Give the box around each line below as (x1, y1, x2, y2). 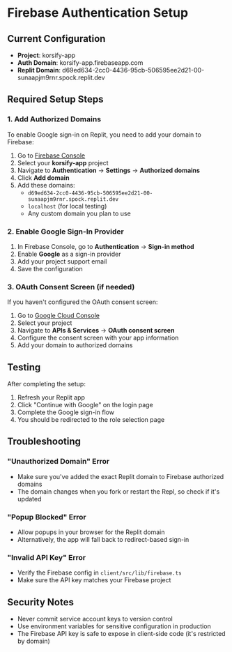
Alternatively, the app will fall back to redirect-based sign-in (17, 536, 190, 544)
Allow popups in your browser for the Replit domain (17, 528, 165, 536)
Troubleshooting (7, 436, 82, 448)
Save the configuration (17, 264, 83, 273)
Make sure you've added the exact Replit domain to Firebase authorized (17, 472, 224, 480)
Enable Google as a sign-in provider (17, 250, 121, 258)
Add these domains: (17, 181, 75, 189)
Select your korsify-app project (17, 158, 109, 167)
